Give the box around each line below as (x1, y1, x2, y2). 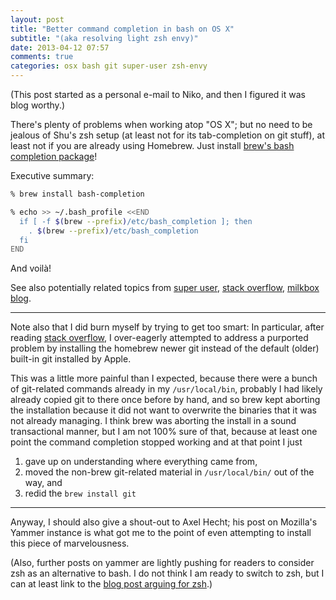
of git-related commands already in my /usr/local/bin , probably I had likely (10, 383, 323, 395)
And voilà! (10, 262, 52, 275)
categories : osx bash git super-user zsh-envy (10, 61, 208, 71)
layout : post (10, 14, 65, 25)
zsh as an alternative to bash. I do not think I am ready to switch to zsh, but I (10, 567, 325, 580)
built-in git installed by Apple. (10, 353, 132, 365)
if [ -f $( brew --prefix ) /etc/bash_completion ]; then (19, 216, 253, 226)
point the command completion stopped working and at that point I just (10, 436, 303, 448)
